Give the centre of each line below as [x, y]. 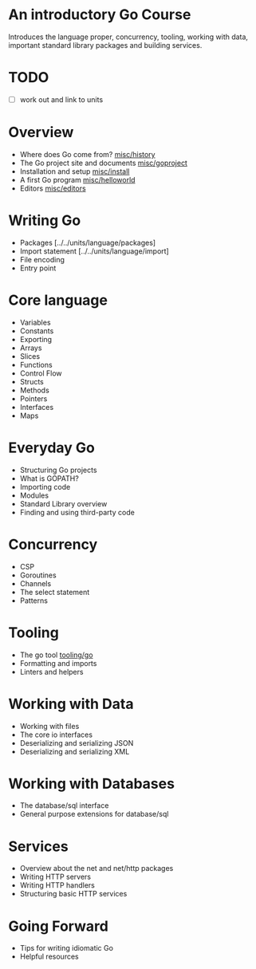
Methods [34, 390]
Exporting [36, 339]
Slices [30, 356]
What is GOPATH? [49, 478]
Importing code [45, 486]
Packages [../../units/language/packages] [88, 242]
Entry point [38, 268]
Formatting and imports [58, 663]
